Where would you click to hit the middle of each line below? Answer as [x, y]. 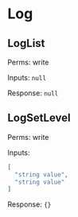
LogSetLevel [39, 118]
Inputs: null [27, 77]
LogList [26, 43]
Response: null [33, 93]
